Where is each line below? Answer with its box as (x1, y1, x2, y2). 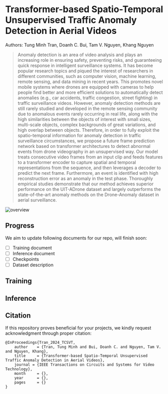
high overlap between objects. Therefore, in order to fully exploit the (17, 127, 160, 133)
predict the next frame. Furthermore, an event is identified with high (17, 170, 159, 176)
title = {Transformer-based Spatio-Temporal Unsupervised (14, 353, 148, 358)
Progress (5, 221, 34, 230)
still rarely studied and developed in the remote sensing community (17, 105, 158, 111)
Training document (12, 245, 52, 251)
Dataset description (12, 262, 54, 268)
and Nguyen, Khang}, (5, 348, 49, 354)
